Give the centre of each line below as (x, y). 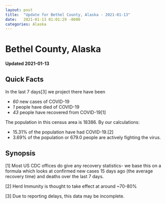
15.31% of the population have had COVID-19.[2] (63, 132)
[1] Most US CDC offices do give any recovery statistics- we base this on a (83, 165)
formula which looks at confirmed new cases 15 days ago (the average (79, 171)
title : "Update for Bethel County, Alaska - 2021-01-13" (68, 15)
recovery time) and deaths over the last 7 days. (55, 176)
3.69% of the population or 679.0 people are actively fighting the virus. (87, 137)
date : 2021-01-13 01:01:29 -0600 (43, 19)
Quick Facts (25, 79)
